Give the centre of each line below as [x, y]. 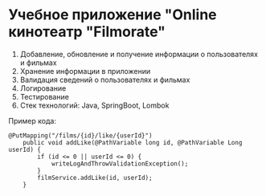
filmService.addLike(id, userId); [95, 178]
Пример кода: [32, 120]
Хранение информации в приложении [85, 71]
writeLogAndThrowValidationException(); [120, 163]
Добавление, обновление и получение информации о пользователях [139, 54]
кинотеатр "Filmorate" [87, 32]
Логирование [43, 88]
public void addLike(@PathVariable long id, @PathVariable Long [133, 142]
